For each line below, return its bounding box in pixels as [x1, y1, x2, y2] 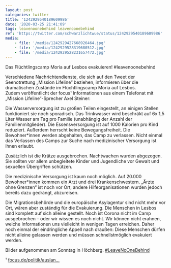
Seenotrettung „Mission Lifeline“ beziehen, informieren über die [5, 79, 138, 85]
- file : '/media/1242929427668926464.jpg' [14, 41, 106, 46]
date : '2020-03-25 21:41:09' [5, 21, 67, 27]
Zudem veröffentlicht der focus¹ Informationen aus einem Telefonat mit [5, 90, 154, 96]
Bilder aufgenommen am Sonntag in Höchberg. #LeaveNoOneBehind [5, 247, 150, 253]
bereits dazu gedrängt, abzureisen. [5, 189, 79, 195]
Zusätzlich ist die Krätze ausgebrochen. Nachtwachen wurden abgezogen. [5, 153, 162, 159]
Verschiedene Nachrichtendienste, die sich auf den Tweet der [5, 74, 135, 80]
